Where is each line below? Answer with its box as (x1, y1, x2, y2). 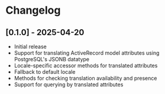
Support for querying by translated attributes (14, 81, 124, 88)
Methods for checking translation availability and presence (14, 75, 157, 82)
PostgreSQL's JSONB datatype (14, 56, 90, 62)
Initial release (14, 43, 47, 50)
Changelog (5, 4, 61, 17)
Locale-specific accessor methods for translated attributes (14, 62, 158, 69)
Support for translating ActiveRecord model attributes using (14, 49, 160, 57)
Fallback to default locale (14, 68, 76, 75)
